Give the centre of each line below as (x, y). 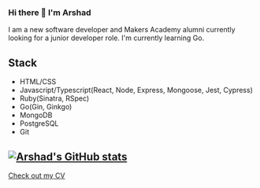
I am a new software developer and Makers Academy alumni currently (122, 30)
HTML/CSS (38, 82)
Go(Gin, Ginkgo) (46, 107)
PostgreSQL (39, 123)
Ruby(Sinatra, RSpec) (54, 98)
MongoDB (36, 115)
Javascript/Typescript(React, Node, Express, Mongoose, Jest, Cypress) (136, 90)
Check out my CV (37, 175)
